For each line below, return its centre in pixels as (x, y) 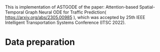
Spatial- (147, 7)
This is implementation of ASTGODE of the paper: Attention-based (72, 7)
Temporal (15, 12)
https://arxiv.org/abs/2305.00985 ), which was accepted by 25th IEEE (75, 17)
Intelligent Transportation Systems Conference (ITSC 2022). (65, 22)
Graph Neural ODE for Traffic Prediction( (66, 12)
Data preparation (40, 42)
